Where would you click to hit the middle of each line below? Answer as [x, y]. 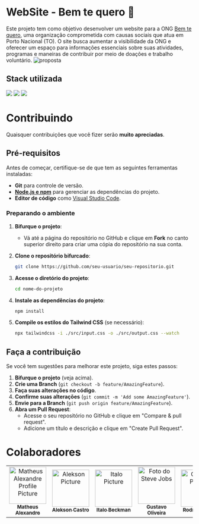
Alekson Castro [71, 510]
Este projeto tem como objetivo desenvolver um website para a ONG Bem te [99, 29]
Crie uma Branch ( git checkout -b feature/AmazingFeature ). [89, 384]
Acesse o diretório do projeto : [52, 278]
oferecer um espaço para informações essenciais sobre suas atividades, [95, 48]
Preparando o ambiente [41, 214]
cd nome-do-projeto [39, 289]
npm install [29, 311]
